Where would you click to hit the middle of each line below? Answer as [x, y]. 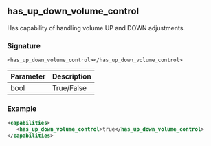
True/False [69, 88]
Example [22, 109]
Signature [24, 45]
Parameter [28, 76]
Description [71, 76]
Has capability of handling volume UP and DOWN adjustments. [96, 28]
